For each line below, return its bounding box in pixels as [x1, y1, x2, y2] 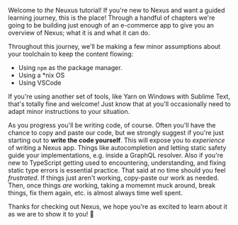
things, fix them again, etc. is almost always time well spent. [8, 189, 183, 197]
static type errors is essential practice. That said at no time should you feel [8, 166, 226, 174]
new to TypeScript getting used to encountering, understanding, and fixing [8, 158, 226, 167]
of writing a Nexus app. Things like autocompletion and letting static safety [8, 144, 227, 151]
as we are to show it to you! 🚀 [8, 210, 94, 218]
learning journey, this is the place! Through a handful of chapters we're [8, 13, 215, 22]
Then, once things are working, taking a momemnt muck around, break [8, 181, 215, 190]
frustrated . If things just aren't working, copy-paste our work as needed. [8, 173, 220, 182]
